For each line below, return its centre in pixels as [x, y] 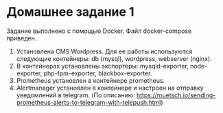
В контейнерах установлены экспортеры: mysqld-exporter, [103, 66]
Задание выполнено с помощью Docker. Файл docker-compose [99, 31]
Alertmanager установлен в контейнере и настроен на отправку [110, 88]
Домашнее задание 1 [70, 12]
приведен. [22, 38]
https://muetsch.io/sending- [176, 95]
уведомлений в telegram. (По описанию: [75, 95]
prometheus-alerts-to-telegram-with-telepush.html [89, 102]
